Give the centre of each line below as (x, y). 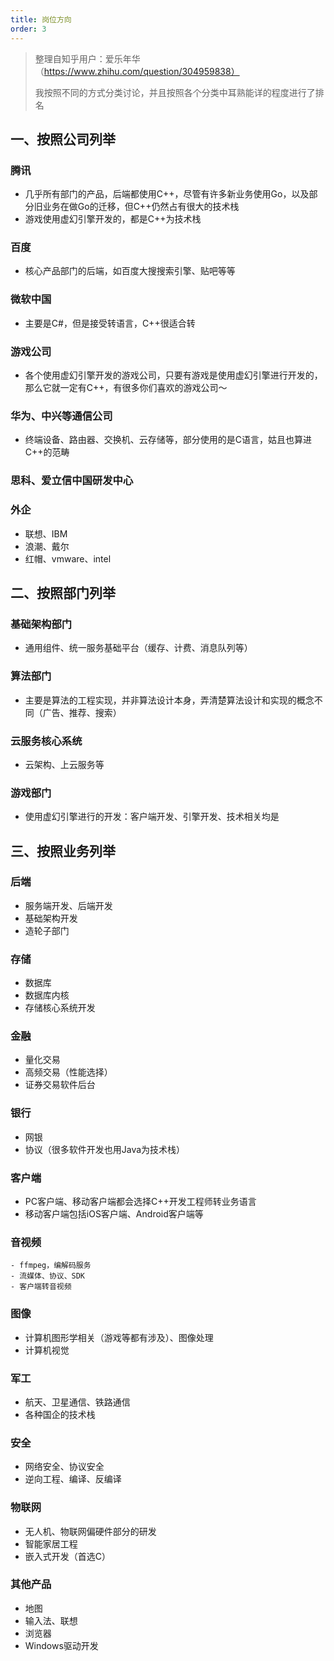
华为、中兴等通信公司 (61, 416)
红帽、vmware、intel (68, 558)
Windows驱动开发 (61, 1645)
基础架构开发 (51, 918)
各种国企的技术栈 (60, 1414)
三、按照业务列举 (63, 851)
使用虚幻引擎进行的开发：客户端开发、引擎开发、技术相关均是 (152, 817)
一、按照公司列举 (63, 139)
